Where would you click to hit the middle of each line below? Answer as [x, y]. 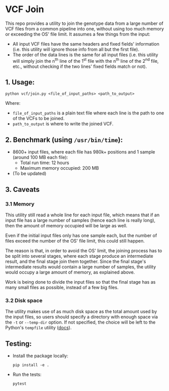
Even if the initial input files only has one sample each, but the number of [81, 235]
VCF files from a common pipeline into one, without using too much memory [85, 28]
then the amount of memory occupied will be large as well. [66, 225]
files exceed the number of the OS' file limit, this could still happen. [75, 241]
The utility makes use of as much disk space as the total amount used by [81, 311]
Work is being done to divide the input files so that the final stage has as [80, 282]
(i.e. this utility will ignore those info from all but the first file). [76, 49]
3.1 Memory [20, 204]
